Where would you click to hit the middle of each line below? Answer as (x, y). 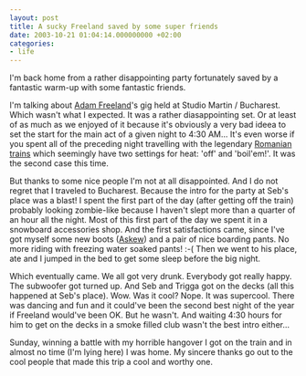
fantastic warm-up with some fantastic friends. (98, 88)
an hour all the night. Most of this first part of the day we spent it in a (138, 220)
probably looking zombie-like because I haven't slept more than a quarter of (153, 210)
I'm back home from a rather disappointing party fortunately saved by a (144, 78)
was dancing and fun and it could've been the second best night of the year (152, 306)
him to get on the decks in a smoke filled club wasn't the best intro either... (150, 325)
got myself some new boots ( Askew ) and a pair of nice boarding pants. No (149, 239)
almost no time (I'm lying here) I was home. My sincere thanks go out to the (152, 352)
